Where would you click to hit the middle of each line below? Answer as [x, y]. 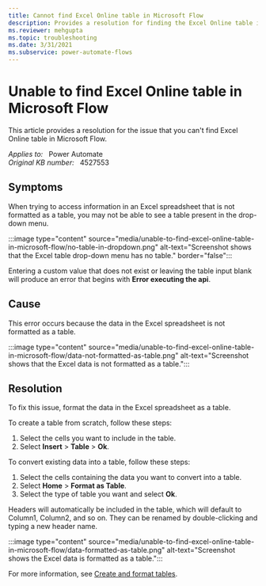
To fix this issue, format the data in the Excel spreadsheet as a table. [120, 408]
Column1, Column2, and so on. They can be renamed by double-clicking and [133, 518]
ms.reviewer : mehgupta [46, 30]
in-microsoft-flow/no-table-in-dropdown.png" [83, 247]
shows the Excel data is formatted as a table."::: [85, 558]
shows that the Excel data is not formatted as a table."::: [99, 363]
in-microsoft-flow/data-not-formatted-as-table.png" [93, 355]
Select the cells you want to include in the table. [98, 438]
